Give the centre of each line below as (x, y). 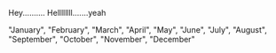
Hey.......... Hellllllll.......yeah (57, 13)
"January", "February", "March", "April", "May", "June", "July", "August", (138, 30)
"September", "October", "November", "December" (102, 39)
